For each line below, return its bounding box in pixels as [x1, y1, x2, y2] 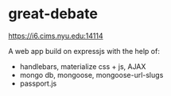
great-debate [8, 5, 98, 23]
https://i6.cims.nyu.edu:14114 [8, 31, 103, 40]
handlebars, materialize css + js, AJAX [19, 61, 146, 71]
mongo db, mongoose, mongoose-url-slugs [19, 70, 164, 79]
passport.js [19, 79, 57, 88]
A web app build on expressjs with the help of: [8, 46, 161, 56]
